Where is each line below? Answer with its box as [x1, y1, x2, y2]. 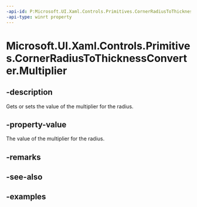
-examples [6, 192, 46, 202]
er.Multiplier [6, 64, 67, 77]
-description [6, 87, 53, 97]
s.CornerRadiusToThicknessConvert [6, 51, 188, 65]
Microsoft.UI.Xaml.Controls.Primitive [6, 39, 191, 53]
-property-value [6, 119, 67, 129]
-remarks [6, 152, 41, 162]
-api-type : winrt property [6, 14, 72, 20]
